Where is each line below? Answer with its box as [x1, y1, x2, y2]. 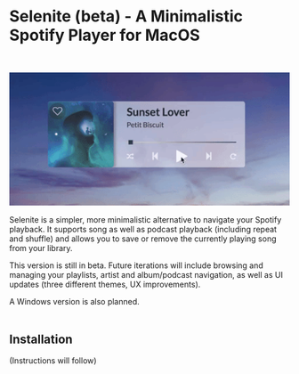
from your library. [9, 243, 73, 254]
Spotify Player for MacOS [9, 25, 200, 45]
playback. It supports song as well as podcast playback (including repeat [9, 224, 278, 235]
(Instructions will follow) [9, 355, 97, 366]
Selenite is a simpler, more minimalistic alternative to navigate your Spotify [9, 215, 282, 225]
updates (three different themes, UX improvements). [9, 279, 201, 290]
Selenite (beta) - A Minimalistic [9, 6, 243, 27]
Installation [9, 331, 73, 346]
